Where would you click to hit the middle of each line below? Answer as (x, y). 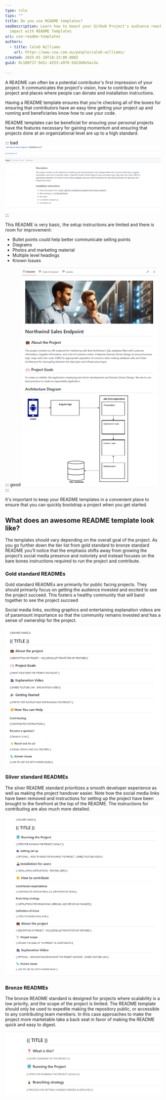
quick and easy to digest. (31, 1024)
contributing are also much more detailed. (48, 809)
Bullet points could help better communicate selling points (71, 239)
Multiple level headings (36, 255)
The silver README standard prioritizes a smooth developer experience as (81, 788)
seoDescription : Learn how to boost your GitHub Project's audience (77, 26)
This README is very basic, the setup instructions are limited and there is (80, 225)
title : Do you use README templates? (44, 21)
